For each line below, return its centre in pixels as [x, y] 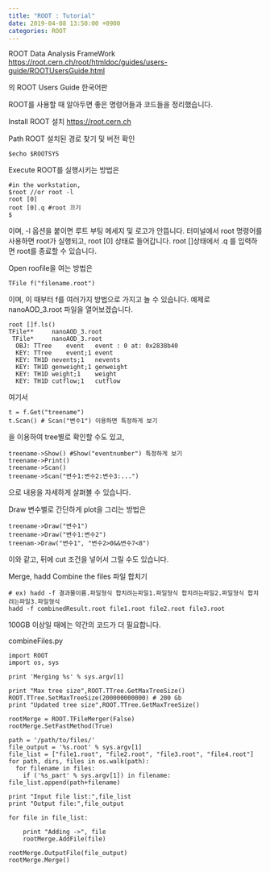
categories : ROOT [37, 31]
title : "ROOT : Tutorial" [52, 16]
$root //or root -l [41, 193]
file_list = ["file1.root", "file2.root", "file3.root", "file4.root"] [131, 754]
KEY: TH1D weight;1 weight [66, 374]
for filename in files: [55, 769]
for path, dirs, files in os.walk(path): [79, 762]
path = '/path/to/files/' [52, 741]
